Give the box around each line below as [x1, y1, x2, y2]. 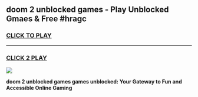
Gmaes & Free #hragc [6, 14, 87, 24]
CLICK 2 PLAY [6, 53, 47, 62]
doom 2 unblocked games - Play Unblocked [6, 5, 169, 15]
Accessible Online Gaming [6, 84, 72, 91]
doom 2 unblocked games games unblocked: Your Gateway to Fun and [6, 78, 183, 85]
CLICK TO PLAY [6, 32, 52, 40]
